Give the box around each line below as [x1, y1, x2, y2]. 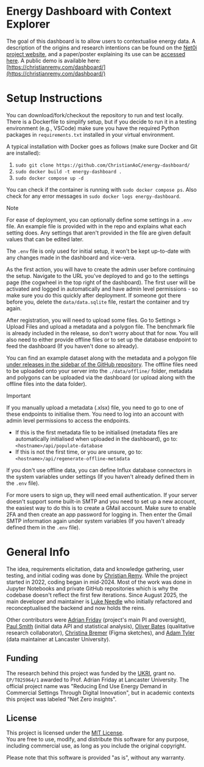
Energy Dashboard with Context [6, 4, 172, 18]
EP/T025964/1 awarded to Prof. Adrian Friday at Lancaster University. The [6, 676, 189, 683]
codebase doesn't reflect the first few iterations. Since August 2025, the [6, 591, 188, 598]
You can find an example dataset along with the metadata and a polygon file [6, 354, 197, 362]
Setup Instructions [6, 92, 102, 105]
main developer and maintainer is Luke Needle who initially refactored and [6, 597, 192, 605]
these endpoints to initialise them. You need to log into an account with [6, 410, 184, 418]
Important [6, 392, 31, 399]
